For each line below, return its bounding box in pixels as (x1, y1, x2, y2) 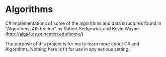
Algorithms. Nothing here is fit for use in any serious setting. (5, 46, 130, 52)
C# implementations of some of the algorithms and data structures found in (5, 20, 161, 26)
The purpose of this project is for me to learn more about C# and (5, 40, 140, 46)
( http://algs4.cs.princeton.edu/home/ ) (5, 31, 84, 37)
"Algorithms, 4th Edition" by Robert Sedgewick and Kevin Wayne (5, 25, 139, 31)
